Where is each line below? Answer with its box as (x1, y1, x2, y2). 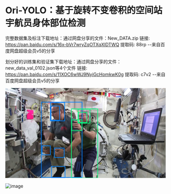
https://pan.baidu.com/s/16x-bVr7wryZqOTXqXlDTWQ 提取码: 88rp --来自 (5, 41, 161, 47)
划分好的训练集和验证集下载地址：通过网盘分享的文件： (5, 58, 121, 64)
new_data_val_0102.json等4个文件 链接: (5, 64, 88, 71)
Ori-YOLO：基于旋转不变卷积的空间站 (5, 5, 163, 16)
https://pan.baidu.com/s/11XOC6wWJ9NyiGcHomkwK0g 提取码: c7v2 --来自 (5, 71, 165, 77)
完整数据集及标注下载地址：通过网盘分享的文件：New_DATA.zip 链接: (5, 35, 150, 41)
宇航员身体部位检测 (5, 17, 86, 29)
